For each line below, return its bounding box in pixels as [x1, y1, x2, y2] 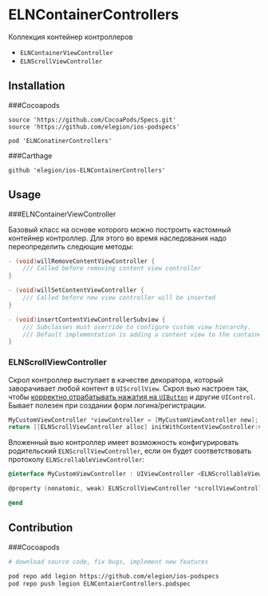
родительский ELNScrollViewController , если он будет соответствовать [8, 446, 252, 456]
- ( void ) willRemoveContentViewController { [8, 257, 156, 265]
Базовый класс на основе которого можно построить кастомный [8, 224, 231, 234]
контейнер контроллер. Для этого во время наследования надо [8, 233, 227, 243]
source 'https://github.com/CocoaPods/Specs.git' [8, 116, 177, 124]
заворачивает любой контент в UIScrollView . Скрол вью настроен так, [8, 383, 250, 393]
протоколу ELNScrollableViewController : [8, 455, 145, 464]
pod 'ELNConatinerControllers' [8, 137, 112, 145]
